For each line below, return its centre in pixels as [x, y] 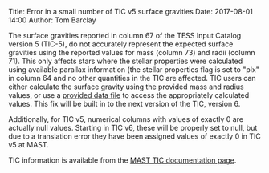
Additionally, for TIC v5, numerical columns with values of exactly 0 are [126, 119]
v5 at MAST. [29, 145]
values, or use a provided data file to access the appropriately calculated [129, 95]
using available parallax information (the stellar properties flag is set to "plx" [134, 70]
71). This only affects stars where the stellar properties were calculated [126, 61]
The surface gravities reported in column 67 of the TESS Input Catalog [125, 36]
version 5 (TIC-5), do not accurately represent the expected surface [121, 44]
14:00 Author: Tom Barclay [52, 20]
